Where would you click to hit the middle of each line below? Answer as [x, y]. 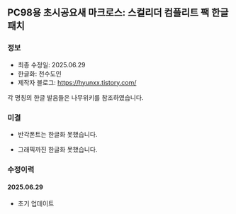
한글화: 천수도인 [39, 74]
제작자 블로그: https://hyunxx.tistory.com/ [77, 82]
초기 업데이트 [36, 203]
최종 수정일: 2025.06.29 [51, 64]
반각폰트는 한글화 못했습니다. [57, 134]
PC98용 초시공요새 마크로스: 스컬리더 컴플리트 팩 [108, 13]
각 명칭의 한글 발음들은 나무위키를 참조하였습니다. [75, 97]
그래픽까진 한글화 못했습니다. [57, 149]
